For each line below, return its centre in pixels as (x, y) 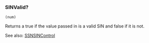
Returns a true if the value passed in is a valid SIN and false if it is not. (75, 26)
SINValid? (17, 7)
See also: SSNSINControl (30, 36)
